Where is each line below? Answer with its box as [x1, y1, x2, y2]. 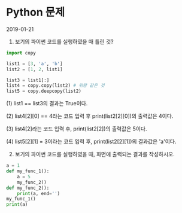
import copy [6, 50, 36, 56]
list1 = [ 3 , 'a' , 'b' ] [6, 60, 63, 66]
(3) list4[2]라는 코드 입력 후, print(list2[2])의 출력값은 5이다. [6, 125, 147, 132]
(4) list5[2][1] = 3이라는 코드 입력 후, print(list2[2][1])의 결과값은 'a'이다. [6, 138, 177, 145]
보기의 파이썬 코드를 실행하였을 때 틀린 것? [14, 38, 114, 45]
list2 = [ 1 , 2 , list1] [6, 66, 63, 72]
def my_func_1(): [6, 168, 50, 174]
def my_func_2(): [6, 185, 50, 191]
